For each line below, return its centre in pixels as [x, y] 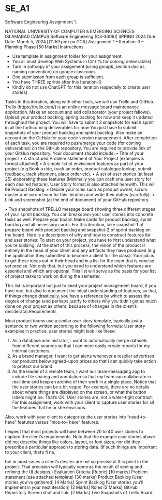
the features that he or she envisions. [49, 407]
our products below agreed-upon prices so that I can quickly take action [84, 361]
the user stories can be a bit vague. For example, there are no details [81, 387]
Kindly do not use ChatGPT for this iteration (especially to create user [81, 87]
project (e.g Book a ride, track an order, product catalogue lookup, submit [78, 168]
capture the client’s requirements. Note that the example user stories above [80, 436]
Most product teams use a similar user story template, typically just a [74, 320]
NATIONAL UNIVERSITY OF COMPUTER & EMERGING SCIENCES [70, 31]
